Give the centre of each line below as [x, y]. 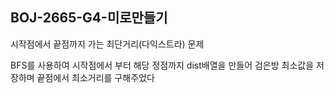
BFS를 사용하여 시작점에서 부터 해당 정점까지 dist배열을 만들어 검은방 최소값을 [162, 65]
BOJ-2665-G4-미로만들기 [89, 18]
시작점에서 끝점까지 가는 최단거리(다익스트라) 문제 [107, 44]
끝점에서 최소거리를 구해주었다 [95, 77]
